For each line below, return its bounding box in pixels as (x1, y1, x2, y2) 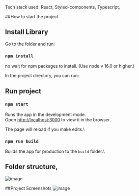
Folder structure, (5, 163, 58, 171)
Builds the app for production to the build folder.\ (5, 148, 105, 154)
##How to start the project (5, 14, 59, 19)
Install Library (5, 28, 48, 36)
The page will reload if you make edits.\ (5, 126, 85, 132)
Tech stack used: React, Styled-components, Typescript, (5, 4, 120, 10)
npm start (5, 102, 28, 107)
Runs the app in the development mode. (5, 112, 86, 117)
